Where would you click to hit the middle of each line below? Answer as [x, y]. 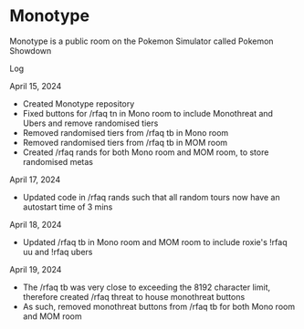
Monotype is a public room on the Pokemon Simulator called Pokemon [142, 41]
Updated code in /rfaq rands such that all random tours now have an [151, 197]
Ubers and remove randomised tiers [90, 123]
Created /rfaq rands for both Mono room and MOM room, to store [146, 152]
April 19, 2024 [36, 269]
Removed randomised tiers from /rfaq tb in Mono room [126, 132]
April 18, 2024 [36, 224]
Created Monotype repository [79, 103]
